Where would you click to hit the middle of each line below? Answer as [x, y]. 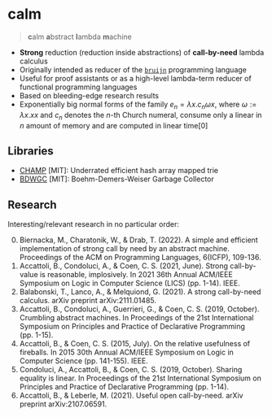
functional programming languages [78, 87]
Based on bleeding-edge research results [89, 95]
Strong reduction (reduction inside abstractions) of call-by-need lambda [142, 52]
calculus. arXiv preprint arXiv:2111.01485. [88, 301]
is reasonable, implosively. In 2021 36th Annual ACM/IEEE [136, 275]
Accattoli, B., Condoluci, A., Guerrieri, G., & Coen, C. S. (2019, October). [139, 309]
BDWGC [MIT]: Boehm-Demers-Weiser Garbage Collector [116, 179]
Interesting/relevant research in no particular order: [94, 224]
